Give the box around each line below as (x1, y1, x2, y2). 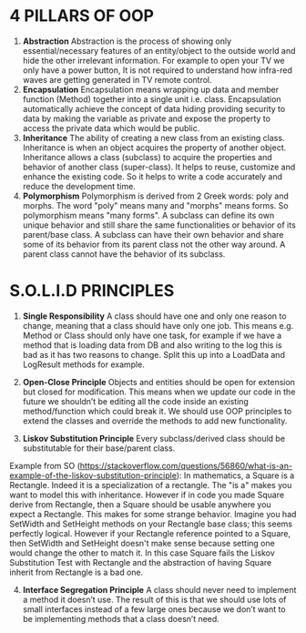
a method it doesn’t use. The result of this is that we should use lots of (22, 594, 287, 605)
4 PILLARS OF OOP (9, 5, 155, 26)
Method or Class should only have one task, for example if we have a (22, 330, 282, 341)
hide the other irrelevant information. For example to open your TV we (22, 55, 285, 66)
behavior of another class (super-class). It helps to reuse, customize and (22, 161, 296, 172)
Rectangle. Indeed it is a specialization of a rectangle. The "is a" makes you (9, 479, 292, 490)
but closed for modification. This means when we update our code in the (22, 386, 296, 397)
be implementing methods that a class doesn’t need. (22, 613, 220, 624)
